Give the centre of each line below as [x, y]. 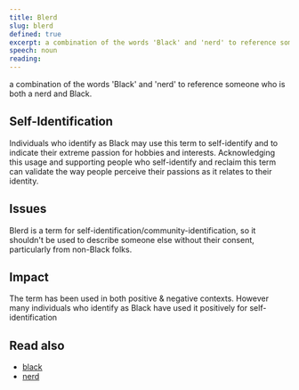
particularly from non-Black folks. [71, 249]
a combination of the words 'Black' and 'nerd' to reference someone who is [147, 84]
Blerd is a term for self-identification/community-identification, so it [133, 230]
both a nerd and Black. [51, 93]
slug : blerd [31, 26]
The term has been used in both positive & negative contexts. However [139, 298]
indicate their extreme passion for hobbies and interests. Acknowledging [142, 152]
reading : [25, 59]
